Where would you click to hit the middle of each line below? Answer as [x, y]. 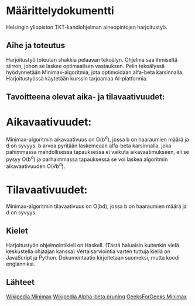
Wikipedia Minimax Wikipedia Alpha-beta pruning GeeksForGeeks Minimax [97, 296]
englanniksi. [20, 264]
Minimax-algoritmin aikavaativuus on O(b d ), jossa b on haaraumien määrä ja [97, 139]
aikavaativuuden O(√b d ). [36, 166]
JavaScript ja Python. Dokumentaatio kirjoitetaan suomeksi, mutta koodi [93, 257]
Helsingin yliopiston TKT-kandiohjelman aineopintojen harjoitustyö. [87, 27]
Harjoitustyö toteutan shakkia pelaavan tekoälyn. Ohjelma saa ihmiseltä [92, 59]
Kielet [17, 231]
